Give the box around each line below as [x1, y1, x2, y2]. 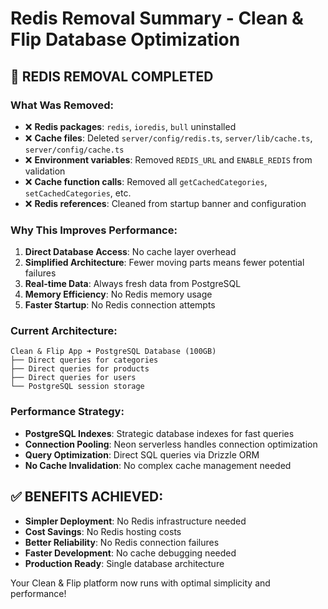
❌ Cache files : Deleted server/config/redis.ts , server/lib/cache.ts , [24, 132, 313, 144]
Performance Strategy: [10, 405, 125, 419]
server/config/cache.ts [24, 145, 125, 155]
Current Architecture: [10, 324, 118, 338]
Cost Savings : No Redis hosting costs [24, 525, 182, 537]
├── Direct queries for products [10, 364, 150, 374]
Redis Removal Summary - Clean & [10, 7, 304, 30]
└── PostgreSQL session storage [10, 382, 145, 392]
